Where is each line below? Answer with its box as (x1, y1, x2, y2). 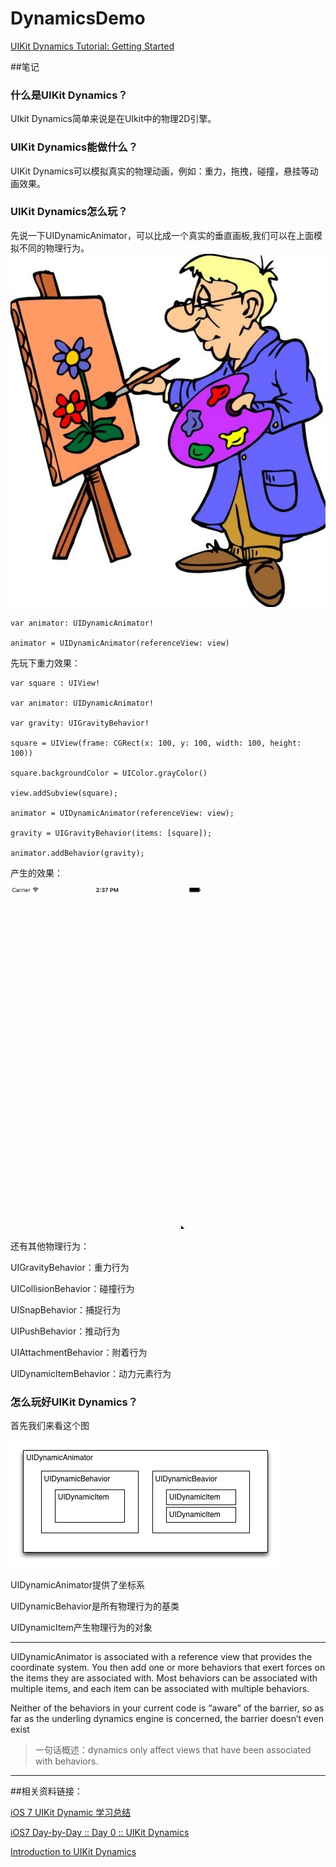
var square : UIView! (10, 678, 101, 689)
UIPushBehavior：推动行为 (10, 1325, 121, 1337)
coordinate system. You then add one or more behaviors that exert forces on (10, 1662, 326, 1674)
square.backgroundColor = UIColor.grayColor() (10, 768, 208, 779)
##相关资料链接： (10, 1785, 83, 1797)
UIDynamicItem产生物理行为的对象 (10, 1622, 153, 1634)
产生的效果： (10, 867, 63, 879)
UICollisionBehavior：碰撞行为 (10, 1283, 135, 1295)
